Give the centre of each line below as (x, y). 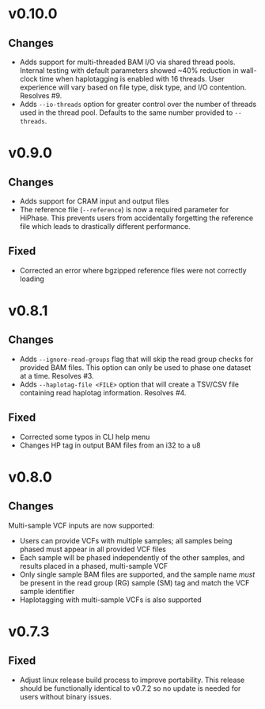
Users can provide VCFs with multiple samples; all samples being (126, 540)
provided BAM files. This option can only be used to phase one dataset (135, 367)
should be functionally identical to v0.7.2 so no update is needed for (130, 688)
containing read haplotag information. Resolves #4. (103, 392)
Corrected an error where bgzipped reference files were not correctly (133, 270)
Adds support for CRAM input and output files (94, 201)
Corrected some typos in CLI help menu (85, 436)
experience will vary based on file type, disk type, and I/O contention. (133, 87)
